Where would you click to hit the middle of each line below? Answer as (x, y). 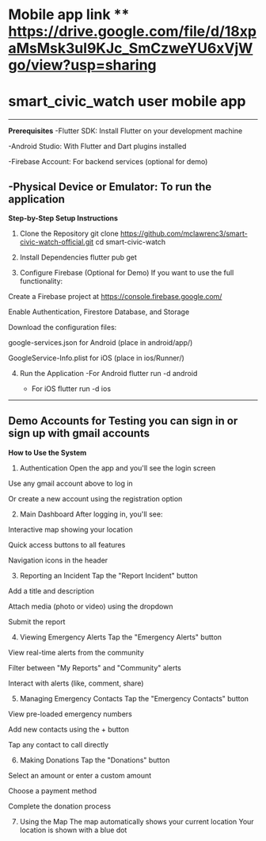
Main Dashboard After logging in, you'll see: (91, 514)
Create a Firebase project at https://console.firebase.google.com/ (115, 296)
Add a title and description (51, 591)
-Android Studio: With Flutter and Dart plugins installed (97, 146)
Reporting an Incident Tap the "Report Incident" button (108, 575)
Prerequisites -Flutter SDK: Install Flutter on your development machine (125, 131)
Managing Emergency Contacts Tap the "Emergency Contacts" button (134, 698)
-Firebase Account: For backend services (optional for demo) (108, 162)
